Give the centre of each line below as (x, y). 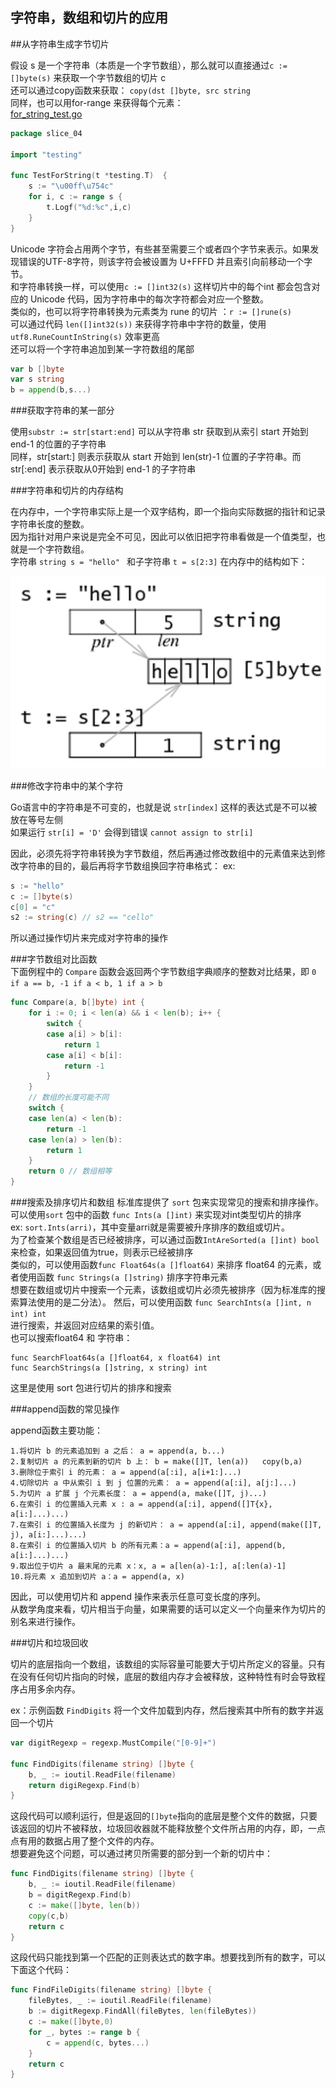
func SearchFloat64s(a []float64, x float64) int (116, 1358)
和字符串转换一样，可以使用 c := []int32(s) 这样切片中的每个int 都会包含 (161, 286)
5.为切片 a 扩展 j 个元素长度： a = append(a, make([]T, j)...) (138, 1494)
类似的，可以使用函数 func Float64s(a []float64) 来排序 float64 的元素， (161, 1265)
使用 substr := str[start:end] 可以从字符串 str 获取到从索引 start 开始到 (159, 432)
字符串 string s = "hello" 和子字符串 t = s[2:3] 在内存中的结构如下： (159, 562)
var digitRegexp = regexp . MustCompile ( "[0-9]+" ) (113, 1743)
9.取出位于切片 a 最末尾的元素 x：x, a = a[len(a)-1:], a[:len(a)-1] (148, 1566)
